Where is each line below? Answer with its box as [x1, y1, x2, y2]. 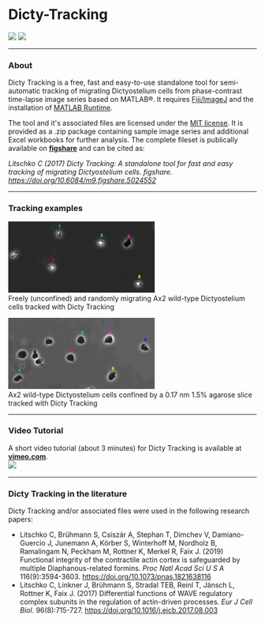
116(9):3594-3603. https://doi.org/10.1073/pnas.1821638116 [19, 572, 211, 582]
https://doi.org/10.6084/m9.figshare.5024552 [8, 176, 156, 185]
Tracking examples [8, 203, 83, 214]
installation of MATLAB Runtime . [8, 103, 113, 112]
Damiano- [211, 530, 244, 539]
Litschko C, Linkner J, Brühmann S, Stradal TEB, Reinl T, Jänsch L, [19, 580, 235, 590]
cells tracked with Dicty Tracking [8, 302, 115, 311]
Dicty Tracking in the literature [8, 488, 128, 499]
